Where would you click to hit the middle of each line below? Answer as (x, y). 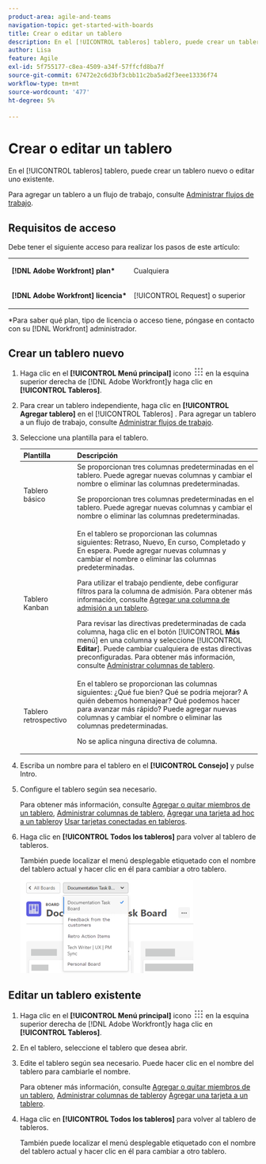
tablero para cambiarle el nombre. (75, 1071)
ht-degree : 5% (32, 100)
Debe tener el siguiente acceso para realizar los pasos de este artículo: (124, 247)
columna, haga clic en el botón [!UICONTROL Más (158, 632)
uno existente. (31, 179)
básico (34, 499)
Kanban (36, 607)
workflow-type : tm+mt (44, 83)
